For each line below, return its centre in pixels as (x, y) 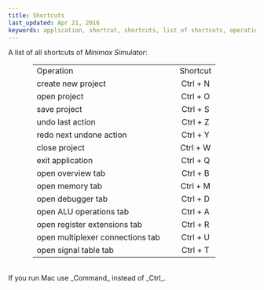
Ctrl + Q (196, 161)
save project (59, 110)
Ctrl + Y (195, 135)
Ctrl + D (196, 199)
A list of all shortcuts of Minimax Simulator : (78, 53)
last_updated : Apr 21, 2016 (54, 23)
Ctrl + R (196, 225)
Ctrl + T (196, 251)
